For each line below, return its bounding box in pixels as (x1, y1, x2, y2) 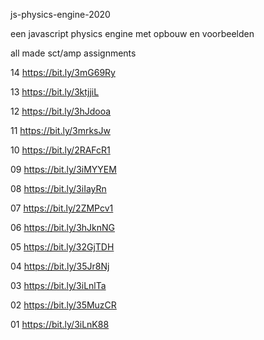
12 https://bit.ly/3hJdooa (10, 105, 112, 117)
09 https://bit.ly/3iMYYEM (10, 164, 117, 175)
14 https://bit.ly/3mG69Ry (10, 67, 116, 78)
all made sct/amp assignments (10, 47, 137, 59)
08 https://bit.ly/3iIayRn (10, 183, 107, 194)
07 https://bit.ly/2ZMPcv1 (10, 202, 114, 214)
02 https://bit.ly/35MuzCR (10, 299, 117, 311)
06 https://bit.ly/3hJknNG (10, 222, 115, 233)
